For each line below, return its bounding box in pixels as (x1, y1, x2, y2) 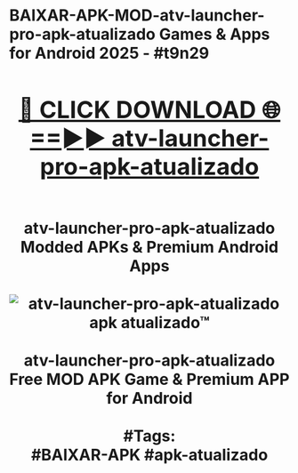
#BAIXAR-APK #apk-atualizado (30, 445, 269, 465)
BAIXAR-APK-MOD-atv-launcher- (9, 5, 265, 26)
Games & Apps (158, 24, 270, 44)
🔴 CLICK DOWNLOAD (18, 94, 256, 124)
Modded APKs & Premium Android (20, 236, 278, 257)
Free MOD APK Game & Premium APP (9, 369, 290, 389)
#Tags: (123, 426, 176, 445)
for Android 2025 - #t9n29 (9, 44, 210, 63)
